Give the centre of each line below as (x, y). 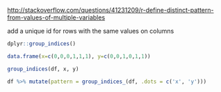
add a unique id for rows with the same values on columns (91, 31)
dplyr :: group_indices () (42, 44)
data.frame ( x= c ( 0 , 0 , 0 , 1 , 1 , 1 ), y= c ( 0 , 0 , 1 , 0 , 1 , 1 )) (79, 56)
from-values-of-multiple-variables (56, 17)
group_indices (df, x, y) (43, 69)
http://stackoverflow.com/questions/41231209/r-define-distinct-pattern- (110, 10)
